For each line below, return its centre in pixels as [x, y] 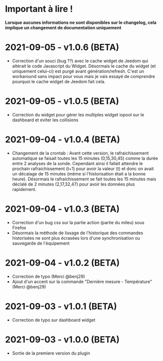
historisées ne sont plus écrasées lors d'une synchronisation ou [76, 238]
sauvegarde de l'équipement [41, 243]
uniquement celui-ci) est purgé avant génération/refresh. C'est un [78, 71]
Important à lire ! [39, 9]
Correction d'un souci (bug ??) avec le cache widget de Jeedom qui [80, 61]
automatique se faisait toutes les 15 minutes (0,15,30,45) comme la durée [85, 158]
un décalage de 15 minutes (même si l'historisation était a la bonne [79, 173]
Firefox [19, 228]
